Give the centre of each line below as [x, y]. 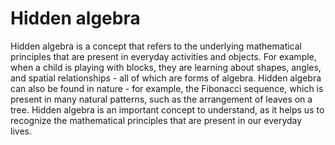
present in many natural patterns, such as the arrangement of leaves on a [161, 99]
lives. [21, 131]
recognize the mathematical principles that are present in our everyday [156, 120]
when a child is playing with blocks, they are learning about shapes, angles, [166, 67]
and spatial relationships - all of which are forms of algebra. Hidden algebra [166, 78]
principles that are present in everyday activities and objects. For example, [163, 56]
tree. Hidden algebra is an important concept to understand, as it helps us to [167, 109]
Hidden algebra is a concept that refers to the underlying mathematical [156, 46]
